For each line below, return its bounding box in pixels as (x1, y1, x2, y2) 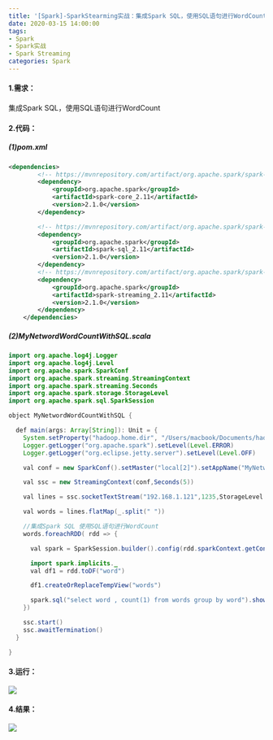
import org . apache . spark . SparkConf (8, 367, 129, 375)
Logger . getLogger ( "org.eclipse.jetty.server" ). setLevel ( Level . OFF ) (23, 449, 256, 457)
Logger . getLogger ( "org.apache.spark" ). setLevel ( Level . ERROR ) (23, 441, 234, 450)
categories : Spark (8, 58, 71, 66)
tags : (8, 27, 27, 35)
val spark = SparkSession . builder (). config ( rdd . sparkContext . (29, 544, 245, 553)
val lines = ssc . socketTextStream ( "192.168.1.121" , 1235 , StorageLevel (23, 493, 264, 501)
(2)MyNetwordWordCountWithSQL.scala (8, 331, 152, 341)
